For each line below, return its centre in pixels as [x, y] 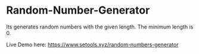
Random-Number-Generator [78, 10]
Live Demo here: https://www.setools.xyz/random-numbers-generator [92, 45]
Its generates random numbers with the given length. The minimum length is [100, 27]
